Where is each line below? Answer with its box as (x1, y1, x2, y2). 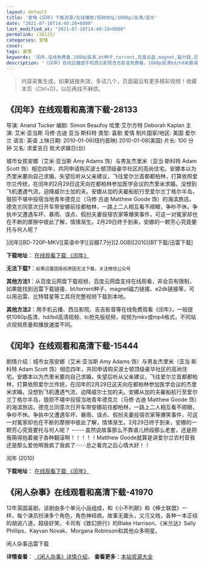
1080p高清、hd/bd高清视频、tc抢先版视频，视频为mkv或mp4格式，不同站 (11, 313, 196, 321)
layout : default (6, 9, 47, 15)
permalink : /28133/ (6, 32, 56, 38)
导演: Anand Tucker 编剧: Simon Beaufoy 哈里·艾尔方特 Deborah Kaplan (6, 122, 185, 129)
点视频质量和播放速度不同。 (6, 321, 76, 329)
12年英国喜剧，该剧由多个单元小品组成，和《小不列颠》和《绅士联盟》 (6, 504, 182, 511)
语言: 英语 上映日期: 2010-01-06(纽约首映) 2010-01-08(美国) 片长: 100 (13, 137, 187, 144)
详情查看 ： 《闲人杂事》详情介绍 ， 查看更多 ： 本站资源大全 (6, 553, 153, 560)
